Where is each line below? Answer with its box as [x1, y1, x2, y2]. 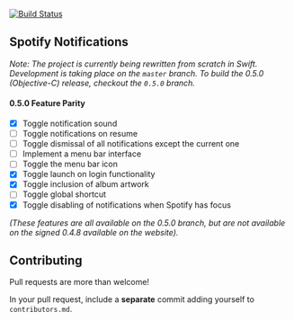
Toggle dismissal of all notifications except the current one [22, 138, 240, 149]
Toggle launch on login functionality [22, 169, 156, 180]
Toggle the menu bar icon [22, 158, 119, 170]
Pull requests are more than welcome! [9, 277, 150, 288]
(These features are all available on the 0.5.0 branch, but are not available [9, 217, 286, 228]
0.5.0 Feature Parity [9, 98, 85, 109]
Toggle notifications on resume [22, 129, 138, 139]
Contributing [9, 253, 83, 268]
